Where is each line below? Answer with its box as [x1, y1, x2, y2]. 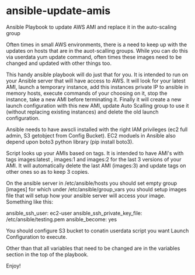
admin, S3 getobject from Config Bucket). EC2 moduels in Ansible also [6, 132, 176, 139]
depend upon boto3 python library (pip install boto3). [6, 138, 134, 145]
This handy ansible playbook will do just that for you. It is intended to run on [6, 71, 189, 78]
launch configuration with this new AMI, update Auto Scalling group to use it [6, 102, 189, 109]
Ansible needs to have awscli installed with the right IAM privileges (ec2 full [6, 126, 188, 133]
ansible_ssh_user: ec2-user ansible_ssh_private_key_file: [6, 209, 142, 216]
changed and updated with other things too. [6, 60, 112, 67]
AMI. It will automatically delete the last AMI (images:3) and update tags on [6, 162, 186, 169]
